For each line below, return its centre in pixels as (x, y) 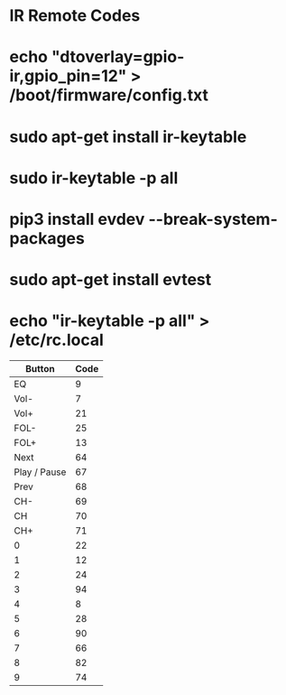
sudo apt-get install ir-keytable (128, 137)
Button (41, 369)
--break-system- (213, 219)
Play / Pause (40, 472)
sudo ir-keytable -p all (94, 178)
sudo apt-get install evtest (111, 280)
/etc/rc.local (56, 340)
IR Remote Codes (75, 16)
